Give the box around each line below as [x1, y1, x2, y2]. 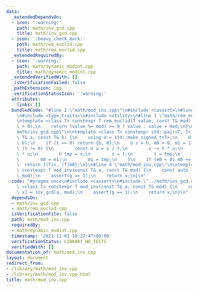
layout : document [6, 255, 49, 261]
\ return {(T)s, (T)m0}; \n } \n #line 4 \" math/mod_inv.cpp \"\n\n [16, 162, 178, 168]
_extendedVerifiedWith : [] [11, 74, 78, 80]
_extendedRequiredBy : [11, 52, 65, 58]
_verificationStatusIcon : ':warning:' [11, 91, 107, 97]
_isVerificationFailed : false [11, 80, 85, 86]
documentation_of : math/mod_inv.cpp [6, 250, 96, 255]
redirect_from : [6, 260, 44, 267]
